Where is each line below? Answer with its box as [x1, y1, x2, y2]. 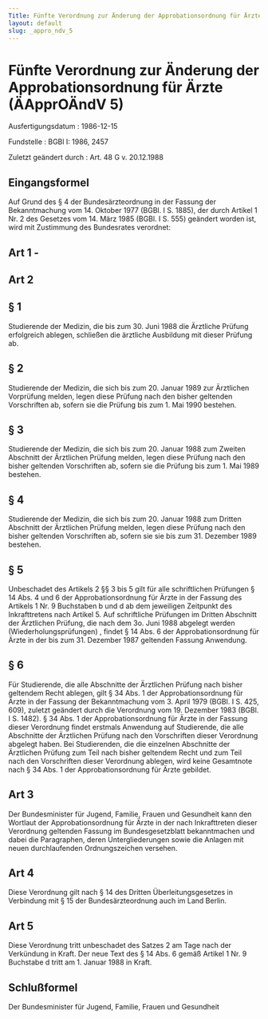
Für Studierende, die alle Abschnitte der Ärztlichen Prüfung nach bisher [8, 680, 243, 689]
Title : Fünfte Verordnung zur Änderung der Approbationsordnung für [8, 11, 241, 20]
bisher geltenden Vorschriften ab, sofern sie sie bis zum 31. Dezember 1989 [8, 532, 257, 541]
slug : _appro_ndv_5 [8, 26, 73, 34]
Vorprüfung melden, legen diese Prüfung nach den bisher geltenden [8, 391, 233, 401]
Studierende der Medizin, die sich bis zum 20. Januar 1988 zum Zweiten [8, 444, 246, 454]
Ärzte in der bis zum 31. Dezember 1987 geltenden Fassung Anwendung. [8, 635, 247, 644]
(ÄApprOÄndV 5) [8, 95, 124, 113]
